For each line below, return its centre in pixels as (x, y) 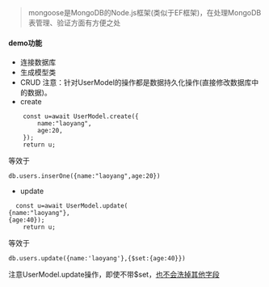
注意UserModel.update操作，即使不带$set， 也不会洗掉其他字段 (114, 275)
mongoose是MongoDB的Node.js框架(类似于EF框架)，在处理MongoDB (145, 13)
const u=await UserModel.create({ (81, 116)
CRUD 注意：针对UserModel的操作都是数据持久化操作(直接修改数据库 (136, 82)
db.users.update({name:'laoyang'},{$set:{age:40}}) (97, 259)
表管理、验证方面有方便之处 (74, 23)
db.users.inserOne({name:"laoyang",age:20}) (84, 176)
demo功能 (25, 43)
